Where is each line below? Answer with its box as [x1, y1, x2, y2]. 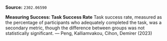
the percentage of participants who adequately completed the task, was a [5, 20, 162, 25]
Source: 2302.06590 [5, 5, 47, 10]
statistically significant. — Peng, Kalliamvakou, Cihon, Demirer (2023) [5, 30, 153, 36]
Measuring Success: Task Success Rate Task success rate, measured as [5, 14, 162, 20]
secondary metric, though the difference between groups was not [5, 25, 145, 31]
